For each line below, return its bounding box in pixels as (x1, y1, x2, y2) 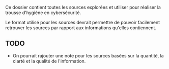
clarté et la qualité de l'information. (12, 58, 86, 64)
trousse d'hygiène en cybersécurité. (5, 10, 81, 16)
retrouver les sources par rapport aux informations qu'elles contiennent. (5, 25, 157, 31)
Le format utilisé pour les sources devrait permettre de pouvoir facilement (5, 20, 160, 25)
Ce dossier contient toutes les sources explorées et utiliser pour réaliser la (5, 5, 161, 10)
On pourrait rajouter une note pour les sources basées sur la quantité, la (12, 52, 164, 58)
